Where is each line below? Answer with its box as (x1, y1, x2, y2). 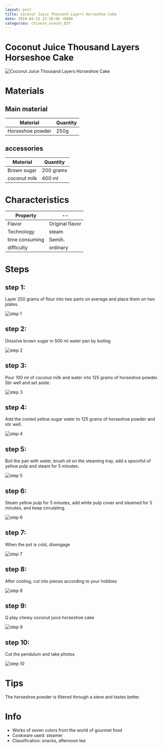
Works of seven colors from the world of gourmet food (12, 727, 122, 733)
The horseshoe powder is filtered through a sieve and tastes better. (5, 694, 141, 700)
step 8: (5, 565, 27, 574)
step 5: (5, 445, 27, 453)
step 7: (5, 529, 26, 537)
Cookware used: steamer (12, 732, 63, 738)
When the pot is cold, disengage (5, 541, 70, 547)
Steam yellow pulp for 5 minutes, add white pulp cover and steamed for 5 (5, 500, 153, 506)
